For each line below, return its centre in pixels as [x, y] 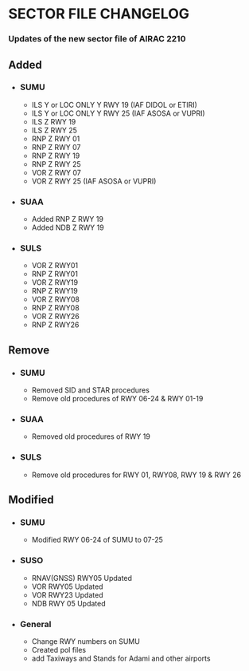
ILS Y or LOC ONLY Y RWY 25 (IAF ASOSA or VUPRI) [118, 113]
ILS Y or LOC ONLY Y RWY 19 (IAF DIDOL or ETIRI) [114, 105]
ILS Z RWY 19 [54, 121]
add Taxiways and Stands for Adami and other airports [121, 658]
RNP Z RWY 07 [56, 147]
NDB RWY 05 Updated [68, 603]
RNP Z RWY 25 [56, 164]
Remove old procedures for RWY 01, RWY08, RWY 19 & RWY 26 [136, 475]
